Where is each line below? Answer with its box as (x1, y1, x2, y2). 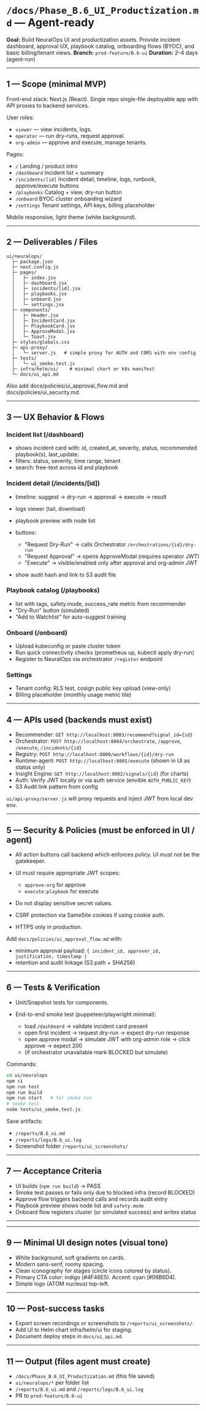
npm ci (6, 1078, 23, 1084)
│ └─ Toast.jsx (12, 334, 56, 340)
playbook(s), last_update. (15, 451, 80, 458)
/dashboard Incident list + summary (15, 169, 104, 176)
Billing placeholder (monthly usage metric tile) (15, 691, 132, 698)
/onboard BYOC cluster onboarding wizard (15, 195, 122, 202)
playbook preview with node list (15, 517, 96, 524)
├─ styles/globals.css (12, 339, 70, 345)
